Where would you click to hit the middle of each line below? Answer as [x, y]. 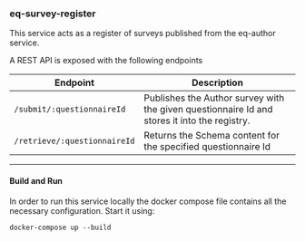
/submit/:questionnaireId [70, 110]
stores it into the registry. [197, 120]
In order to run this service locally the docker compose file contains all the [148, 201]
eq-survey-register [53, 14]
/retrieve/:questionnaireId [74, 141]
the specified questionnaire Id [207, 147]
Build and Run [36, 180]
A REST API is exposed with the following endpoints [106, 61]
